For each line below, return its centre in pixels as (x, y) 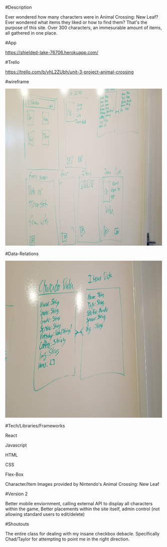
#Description (19, 7)
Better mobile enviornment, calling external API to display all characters (79, 504)
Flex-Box (15, 474)
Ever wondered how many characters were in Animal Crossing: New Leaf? (82, 17)
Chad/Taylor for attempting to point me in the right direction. (67, 539)
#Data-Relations (22, 254)
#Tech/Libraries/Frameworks (35, 426)
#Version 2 (17, 494)
